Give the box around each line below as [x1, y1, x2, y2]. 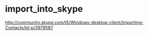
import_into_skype [5, 3, 83, 15]
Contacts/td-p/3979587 [5, 24, 53, 30]
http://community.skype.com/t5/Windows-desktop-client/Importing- [5, 19, 144, 25]
